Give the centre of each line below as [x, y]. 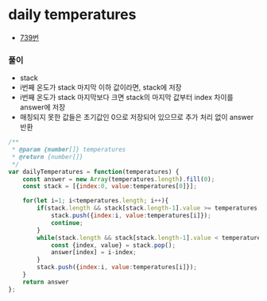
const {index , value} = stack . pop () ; [113, 245]
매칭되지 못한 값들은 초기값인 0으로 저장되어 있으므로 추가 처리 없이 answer [137, 118]
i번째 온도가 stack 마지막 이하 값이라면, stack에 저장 [101, 87]
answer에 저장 [43, 107]
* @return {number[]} [47, 156]
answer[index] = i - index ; [93, 253]
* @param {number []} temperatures [69, 150]
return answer [46, 282]
